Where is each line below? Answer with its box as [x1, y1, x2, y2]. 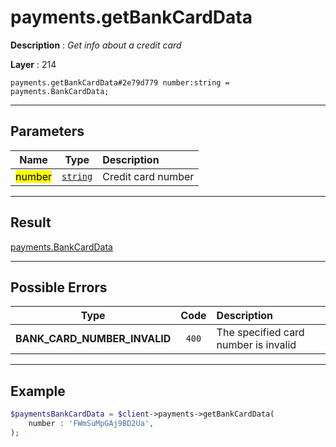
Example [10, 382, 66, 400]
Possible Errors [10, 279, 108, 296]
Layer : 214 [10, 58, 57, 70]
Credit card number [102, 169, 195, 183]
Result [10, 214, 52, 231]
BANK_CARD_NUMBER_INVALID [15, 332, 172, 346]
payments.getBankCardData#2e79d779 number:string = [10, 77, 230, 88]
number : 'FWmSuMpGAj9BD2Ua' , [28, 419, 155, 429]
